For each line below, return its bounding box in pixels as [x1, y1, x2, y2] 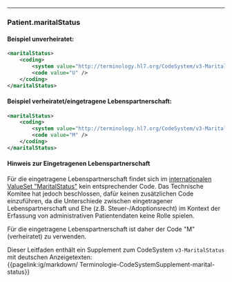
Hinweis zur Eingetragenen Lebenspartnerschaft [7, 160, 151, 168]
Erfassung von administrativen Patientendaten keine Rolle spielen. [7, 211, 195, 220]
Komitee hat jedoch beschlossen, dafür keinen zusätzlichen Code [7, 189, 194, 198]
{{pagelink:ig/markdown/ [7, 261, 78, 269]
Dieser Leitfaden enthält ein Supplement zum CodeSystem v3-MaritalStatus [7, 246, 225, 254]
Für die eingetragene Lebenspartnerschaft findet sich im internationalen [7, 175, 212, 183]
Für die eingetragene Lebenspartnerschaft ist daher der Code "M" [7, 225, 195, 234]
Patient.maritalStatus [7, 17, 81, 27]
